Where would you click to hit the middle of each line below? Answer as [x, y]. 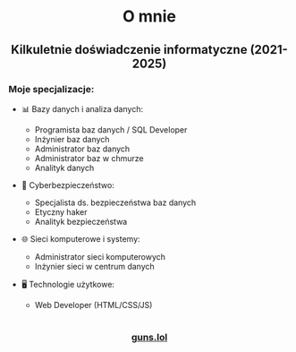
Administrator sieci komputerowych [100, 256]
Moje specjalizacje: [51, 89]
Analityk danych [64, 167]
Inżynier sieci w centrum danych [95, 266]
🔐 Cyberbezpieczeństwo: [68, 185]
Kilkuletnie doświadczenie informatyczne [129, 50]
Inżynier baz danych [72, 139]
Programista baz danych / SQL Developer [111, 129]
